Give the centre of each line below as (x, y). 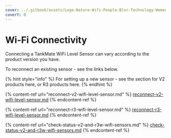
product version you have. (33, 60)
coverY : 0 (16, 15)
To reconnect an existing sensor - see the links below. (62, 69)
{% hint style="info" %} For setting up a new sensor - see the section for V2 (85, 79)
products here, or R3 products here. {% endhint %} (59, 85)
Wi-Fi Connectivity (46, 40)
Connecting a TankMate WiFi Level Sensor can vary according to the (77, 54)
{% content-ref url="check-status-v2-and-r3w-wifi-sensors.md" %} (77, 125)
